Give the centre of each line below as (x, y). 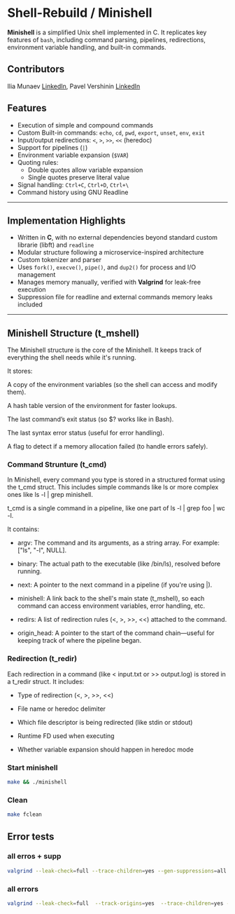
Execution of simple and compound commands (85, 125)
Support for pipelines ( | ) (52, 147)
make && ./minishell (37, 782)
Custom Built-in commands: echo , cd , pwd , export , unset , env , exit (111, 132)
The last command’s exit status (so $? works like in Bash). (91, 419)
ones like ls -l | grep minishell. (50, 495)
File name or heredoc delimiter (62, 709)
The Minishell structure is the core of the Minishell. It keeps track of (105, 350)
